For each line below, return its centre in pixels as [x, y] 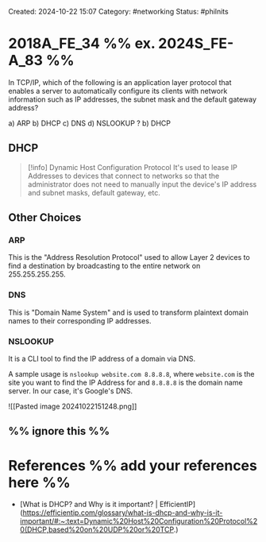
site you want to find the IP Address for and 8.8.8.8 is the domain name [126, 383]
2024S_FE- [196, 44]
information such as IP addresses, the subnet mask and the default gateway [132, 99]
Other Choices [45, 218]
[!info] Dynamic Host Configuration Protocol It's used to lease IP [133, 167]
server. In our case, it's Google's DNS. [71, 391]
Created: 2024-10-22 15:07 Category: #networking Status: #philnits [118, 12]
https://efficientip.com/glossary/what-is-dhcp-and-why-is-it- [123, 513]
